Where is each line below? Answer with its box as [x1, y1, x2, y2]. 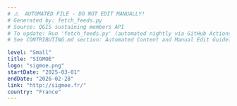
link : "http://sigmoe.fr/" [7, 81, 87, 88]
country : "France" [7, 88, 61, 95]
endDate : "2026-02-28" [7, 75, 74, 82]
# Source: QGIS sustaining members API [7, 23, 125, 30]
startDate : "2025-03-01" [7, 68, 80, 76]
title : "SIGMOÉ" [7, 55, 55, 63]
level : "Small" [7, 49, 52, 56]
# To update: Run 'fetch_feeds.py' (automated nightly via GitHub [7, 29, 207, 37]
